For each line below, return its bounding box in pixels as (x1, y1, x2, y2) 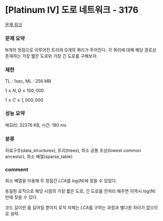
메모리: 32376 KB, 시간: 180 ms (5, 122, 67, 128)
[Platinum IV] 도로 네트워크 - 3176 (5, 4, 139, 16)
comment (5, 166, 28, 173)
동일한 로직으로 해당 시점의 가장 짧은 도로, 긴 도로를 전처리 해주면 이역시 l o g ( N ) (5, 188, 156, 194)
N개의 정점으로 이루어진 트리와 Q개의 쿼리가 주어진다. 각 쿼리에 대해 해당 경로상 (5, 47, 157, 53)
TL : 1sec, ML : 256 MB (5, 78, 51, 84)
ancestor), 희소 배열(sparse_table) (5, 154, 73, 159)
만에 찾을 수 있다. (5, 194, 38, 200)
